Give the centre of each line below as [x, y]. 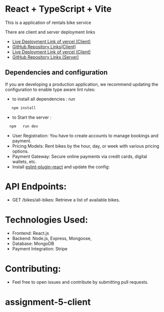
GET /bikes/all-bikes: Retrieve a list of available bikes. [66, 200]
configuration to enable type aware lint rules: [50, 89]
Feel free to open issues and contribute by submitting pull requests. [80, 282]
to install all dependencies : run [44, 99]
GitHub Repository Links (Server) [46, 57]
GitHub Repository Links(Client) [44, 46]
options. [20, 151]
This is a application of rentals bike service [48, 22]
